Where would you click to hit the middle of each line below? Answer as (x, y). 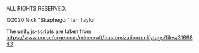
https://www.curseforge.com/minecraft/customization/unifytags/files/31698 (99, 37)
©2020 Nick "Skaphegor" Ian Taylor (51, 20)
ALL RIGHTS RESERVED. (36, 9)
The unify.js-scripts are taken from (49, 31)
